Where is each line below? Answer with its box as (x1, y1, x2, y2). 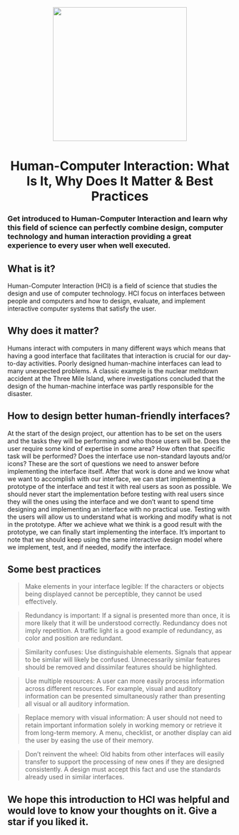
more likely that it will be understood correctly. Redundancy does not (24, 619, 228, 627)
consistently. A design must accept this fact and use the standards (24, 765, 221, 774)
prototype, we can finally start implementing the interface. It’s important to (7, 527, 226, 536)
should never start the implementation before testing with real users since (7, 490, 225, 498)
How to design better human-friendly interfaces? (7, 410, 230, 422)
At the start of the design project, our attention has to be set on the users (7, 429, 223, 437)
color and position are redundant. (24, 634, 123, 642)
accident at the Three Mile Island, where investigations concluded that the (7, 374, 225, 383)
